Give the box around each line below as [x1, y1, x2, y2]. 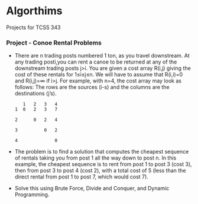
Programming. [14, 191, 50, 198]
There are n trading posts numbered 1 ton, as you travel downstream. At [14, 52, 190, 59]
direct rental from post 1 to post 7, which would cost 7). [14, 173, 149, 180]
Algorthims [6, 4, 63, 18]
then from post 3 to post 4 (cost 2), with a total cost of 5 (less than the [14, 167, 186, 174]
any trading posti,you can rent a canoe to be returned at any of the [14, 58, 177, 66]
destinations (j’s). [14, 90, 57, 97]
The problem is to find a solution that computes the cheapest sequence [14, 148, 189, 155]
